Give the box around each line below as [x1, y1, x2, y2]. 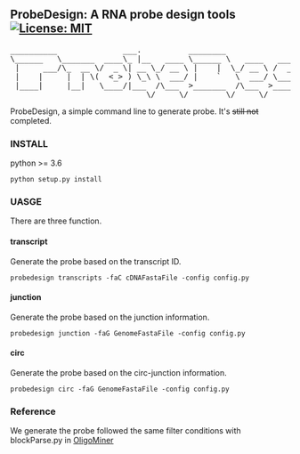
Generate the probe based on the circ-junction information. [10, 368, 228, 378]
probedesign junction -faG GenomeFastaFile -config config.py [10, 328, 246, 337]
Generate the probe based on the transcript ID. [10, 255, 182, 266]
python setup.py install [10, 175, 102, 184]
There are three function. [10, 215, 102, 226]
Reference [10, 405, 56, 418]
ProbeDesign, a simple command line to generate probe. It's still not [10, 106, 259, 117]
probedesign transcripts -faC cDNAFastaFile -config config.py [10, 273, 250, 282]
